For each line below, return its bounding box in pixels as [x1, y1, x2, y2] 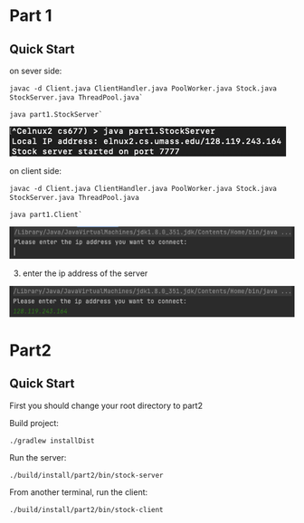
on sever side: [9, 65, 62, 76]
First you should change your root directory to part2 [9, 400, 204, 411]
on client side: [9, 166, 62, 176]
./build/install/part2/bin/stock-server [9, 471, 165, 480]
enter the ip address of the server [22, 268, 148, 279]
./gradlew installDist [9, 436, 95, 445]
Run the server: [9, 452, 67, 462]
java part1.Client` [9, 210, 83, 219]
